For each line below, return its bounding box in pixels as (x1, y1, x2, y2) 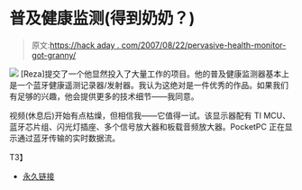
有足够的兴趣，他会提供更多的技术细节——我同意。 (9, 91, 199, 102)
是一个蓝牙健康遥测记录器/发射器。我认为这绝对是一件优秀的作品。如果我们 (9, 79, 289, 90)
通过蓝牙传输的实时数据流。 (16, 132, 120, 143)
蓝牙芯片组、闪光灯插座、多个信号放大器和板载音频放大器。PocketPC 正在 (9, 121, 286, 131)
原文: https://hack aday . (31, 40, 120, 50)
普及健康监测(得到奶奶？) (9, 8, 196, 29)
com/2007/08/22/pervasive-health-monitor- (121, 40, 287, 50)
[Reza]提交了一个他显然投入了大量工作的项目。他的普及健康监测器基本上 (20, 68, 290, 79)
